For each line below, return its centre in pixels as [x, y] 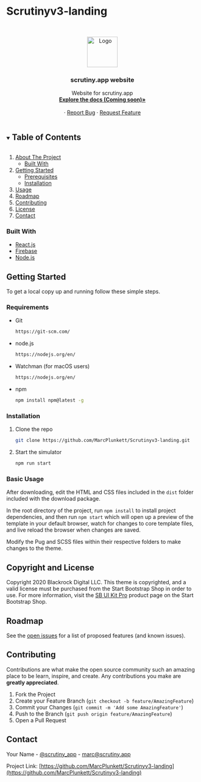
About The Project [38, 157]
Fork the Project [35, 694]
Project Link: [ [24, 766]
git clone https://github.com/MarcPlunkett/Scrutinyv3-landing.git [102, 441]
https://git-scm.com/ [42, 332]
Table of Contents [46, 137]
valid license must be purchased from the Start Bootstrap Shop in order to [99, 589]
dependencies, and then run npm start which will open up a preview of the [100, 517]
